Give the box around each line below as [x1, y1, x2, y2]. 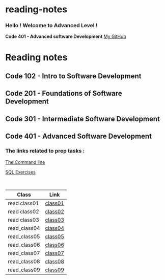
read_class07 [8, 249, 40, 256]
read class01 [8, 200, 39, 207]
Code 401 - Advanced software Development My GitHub [5, 33, 126, 39]
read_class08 [8, 257, 40, 265]
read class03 [8, 216, 39, 223]
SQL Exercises [5, 169, 36, 175]
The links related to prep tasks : [5, 147, 85, 155]
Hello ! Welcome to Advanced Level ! [5, 22, 98, 29]
